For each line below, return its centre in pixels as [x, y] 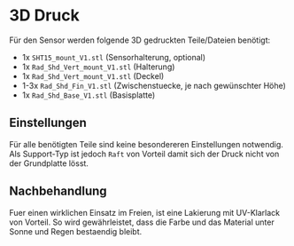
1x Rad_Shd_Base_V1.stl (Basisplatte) [89, 95]
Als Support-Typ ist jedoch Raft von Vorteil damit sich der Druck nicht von [144, 154]
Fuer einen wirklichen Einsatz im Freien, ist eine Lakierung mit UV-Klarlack [145, 212]
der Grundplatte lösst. [49, 163]
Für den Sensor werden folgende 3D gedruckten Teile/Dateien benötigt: [140, 40]
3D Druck [44, 16]
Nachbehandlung [58, 191]
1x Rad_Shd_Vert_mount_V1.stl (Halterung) [98, 67]
